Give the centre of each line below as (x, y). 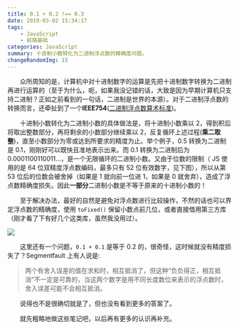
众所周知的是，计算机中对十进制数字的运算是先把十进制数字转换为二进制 (126, 81)
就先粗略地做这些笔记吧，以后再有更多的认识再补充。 (98, 318)
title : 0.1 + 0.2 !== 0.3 (46, 14)
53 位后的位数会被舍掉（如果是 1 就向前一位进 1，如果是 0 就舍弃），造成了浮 (119, 176)
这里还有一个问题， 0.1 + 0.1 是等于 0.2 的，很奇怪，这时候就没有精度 (123, 247)
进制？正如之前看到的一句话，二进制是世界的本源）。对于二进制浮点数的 (124, 99)
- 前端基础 (34, 41)
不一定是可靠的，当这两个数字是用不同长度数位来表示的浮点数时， (131, 279)
